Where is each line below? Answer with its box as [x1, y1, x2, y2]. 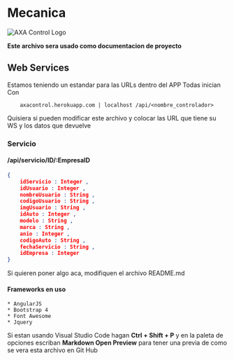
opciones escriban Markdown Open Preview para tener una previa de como [7, 338, 227, 347]
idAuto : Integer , [20, 211, 77, 218]
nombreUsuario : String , [20, 191, 96, 198]
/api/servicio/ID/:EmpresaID [7, 156, 91, 165]
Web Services [7, 62, 70, 74]
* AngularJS [7, 300, 42, 307]
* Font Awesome [7, 313, 52, 320]
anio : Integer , [20, 230, 71, 237]
